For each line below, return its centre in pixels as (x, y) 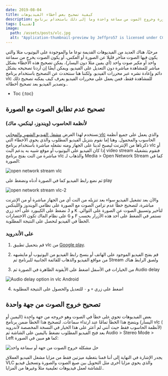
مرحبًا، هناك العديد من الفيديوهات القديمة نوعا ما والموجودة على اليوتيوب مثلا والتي (82, 52)
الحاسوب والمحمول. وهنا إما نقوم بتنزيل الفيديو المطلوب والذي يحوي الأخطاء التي (81, 139)
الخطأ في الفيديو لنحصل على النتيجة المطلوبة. (48, 221)
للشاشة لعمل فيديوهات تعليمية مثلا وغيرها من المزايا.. (55, 367)
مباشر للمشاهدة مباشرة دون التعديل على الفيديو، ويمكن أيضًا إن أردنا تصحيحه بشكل (83, 67)
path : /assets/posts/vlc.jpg (40, 33)
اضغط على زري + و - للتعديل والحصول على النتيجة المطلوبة (68, 288)
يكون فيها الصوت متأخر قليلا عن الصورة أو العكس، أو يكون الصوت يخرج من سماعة (82, 57)
